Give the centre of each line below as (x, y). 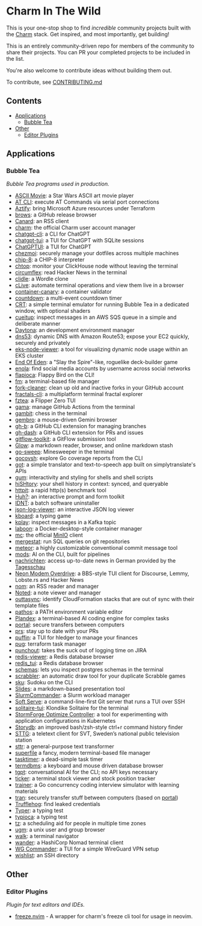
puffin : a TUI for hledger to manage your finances (76, 638)
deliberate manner (38, 324)
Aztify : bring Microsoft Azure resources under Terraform (85, 209)
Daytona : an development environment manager (75, 330)
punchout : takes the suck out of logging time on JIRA (81, 650)
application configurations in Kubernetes (65, 721)
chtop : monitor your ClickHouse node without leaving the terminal (96, 266)
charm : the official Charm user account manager (75, 228)
